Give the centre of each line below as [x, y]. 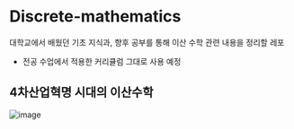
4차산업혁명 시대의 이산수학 [81, 93]
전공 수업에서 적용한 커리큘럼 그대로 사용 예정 [102, 61]
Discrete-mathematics [95, 17]
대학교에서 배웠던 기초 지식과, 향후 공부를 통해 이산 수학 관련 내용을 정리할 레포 [147, 42]
